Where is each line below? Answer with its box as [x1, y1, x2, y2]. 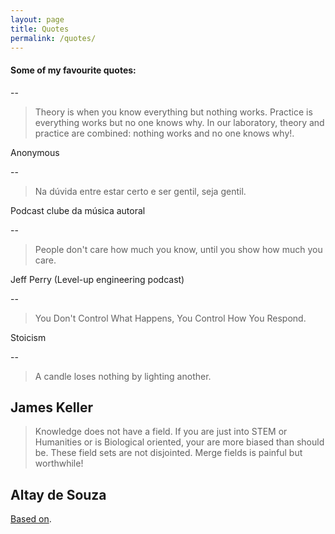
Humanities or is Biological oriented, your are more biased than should [34, 436, 325, 448]
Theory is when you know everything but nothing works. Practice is [34, 106, 313, 118]
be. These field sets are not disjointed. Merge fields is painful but [34, 447, 303, 459]
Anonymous [10, 146, 60, 158]
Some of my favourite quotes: [10, 64, 137, 76]
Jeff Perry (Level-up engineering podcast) [10, 273, 185, 285]
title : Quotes [10, 24, 70, 34]
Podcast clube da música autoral [10, 204, 146, 216]
